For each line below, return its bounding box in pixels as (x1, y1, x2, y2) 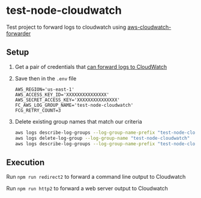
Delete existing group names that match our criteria (14, 118, 142, 125)
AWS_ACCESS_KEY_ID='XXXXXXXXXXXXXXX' (14, 91, 110, 98)
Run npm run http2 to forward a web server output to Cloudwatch (6, 185, 168, 192)
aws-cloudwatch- (127, 23, 172, 31)
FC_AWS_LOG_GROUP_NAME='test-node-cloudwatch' (14, 102, 134, 108)
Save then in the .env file (14, 74, 77, 82)
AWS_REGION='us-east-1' (14, 86, 75, 92)
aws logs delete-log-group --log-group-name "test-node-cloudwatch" (14, 135, 190, 141)
